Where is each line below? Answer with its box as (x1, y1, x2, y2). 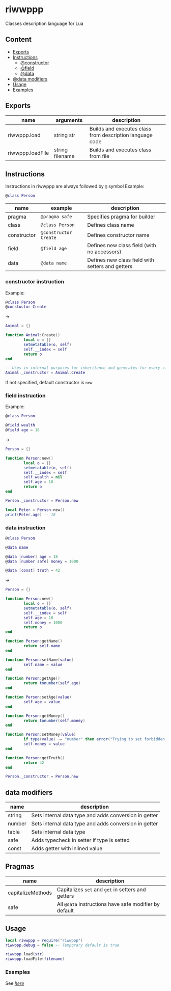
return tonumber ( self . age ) (23, 681, 81, 686)
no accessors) (87, 248, 122, 255)
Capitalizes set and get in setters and (56, 886, 146, 893)
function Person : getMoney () (5, 713, 65, 718)
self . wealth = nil (23, 475, 63, 480)
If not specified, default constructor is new (5, 380, 93, 386)
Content (5, 35, 32, 44)
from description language (89, 131, 153, 139)
